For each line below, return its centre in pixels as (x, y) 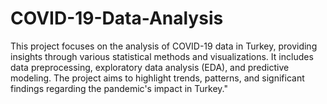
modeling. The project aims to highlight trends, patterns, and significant (157, 78)
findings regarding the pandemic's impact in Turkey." (119, 88)
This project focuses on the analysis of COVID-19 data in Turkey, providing (164, 46)
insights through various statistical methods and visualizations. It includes (162, 56)
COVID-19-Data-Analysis (117, 18)
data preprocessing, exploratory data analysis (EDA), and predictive (150, 67)
